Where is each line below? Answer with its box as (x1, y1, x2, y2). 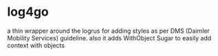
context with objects (7, 41, 65, 49)
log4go (7, 4, 50, 20)
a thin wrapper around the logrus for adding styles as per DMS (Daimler (7, 27, 210, 35)
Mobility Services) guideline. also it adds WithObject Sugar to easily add (7, 33, 212, 42)
